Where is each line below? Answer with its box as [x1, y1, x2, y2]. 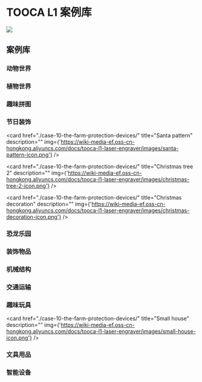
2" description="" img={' [6, 169, 68, 176]
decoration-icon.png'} [6, 213, 62, 221]
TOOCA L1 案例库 [6, 5, 92, 19]
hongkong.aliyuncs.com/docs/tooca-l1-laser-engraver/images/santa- [6, 145, 179, 152]
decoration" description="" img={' [6, 201, 92, 208]
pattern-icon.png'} [6, 151, 53, 158]
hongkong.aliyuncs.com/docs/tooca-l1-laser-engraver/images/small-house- [6, 328, 196, 335]
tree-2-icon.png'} [6, 183, 50, 190]
